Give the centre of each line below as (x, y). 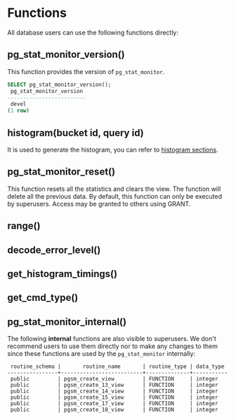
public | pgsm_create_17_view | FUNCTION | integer (114, 404)
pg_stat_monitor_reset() (61, 172)
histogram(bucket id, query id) (76, 133)
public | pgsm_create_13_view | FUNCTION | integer (114, 385)
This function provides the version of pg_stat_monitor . (86, 71)
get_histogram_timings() (63, 274)
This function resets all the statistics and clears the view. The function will (114, 189)
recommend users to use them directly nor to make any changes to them (112, 346)
